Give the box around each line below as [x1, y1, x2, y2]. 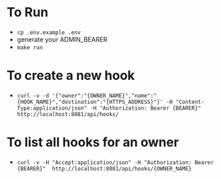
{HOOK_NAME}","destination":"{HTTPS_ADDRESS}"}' [16, 98, 164, 105]
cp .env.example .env [16, 29, 81, 36]
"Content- [175, 98, 205, 105]
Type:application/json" [16, 104, 88, 112]
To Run [6, 4, 49, 21]
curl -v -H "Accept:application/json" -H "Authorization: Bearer [16, 158, 214, 166]
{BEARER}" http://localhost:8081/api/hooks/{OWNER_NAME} [16, 165, 192, 172]
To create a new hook [6, 68, 135, 83]
